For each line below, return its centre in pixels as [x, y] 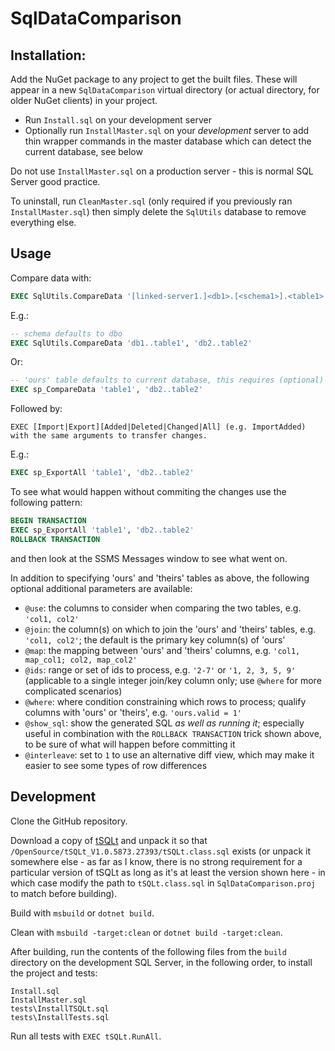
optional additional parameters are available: [101, 588]
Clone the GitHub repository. [69, 821]
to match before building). [64, 893]
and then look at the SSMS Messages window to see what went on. [149, 558]
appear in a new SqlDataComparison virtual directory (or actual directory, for [165, 90]
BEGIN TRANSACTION [48, 521]
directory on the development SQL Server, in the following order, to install [161, 962]
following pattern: [46, 503]
